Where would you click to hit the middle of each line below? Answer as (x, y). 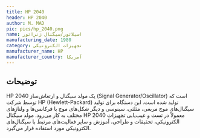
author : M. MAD (25, 23)
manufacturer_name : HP (35, 51)
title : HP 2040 (25, 12)
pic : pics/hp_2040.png (35, 29)
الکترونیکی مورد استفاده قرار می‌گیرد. (49, 128)
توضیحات (22, 81)
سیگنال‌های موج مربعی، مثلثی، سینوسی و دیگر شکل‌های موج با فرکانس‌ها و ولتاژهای (100, 109)
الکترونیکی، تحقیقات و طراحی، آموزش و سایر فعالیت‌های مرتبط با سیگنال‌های (93, 122)
